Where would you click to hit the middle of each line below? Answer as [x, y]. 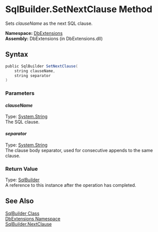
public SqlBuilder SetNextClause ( [42, 66]
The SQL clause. [23, 122]
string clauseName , [35, 71]
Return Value [22, 169]
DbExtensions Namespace [33, 218]
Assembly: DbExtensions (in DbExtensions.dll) [54, 38]
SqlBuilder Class [22, 213]
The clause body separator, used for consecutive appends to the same [79, 150]
